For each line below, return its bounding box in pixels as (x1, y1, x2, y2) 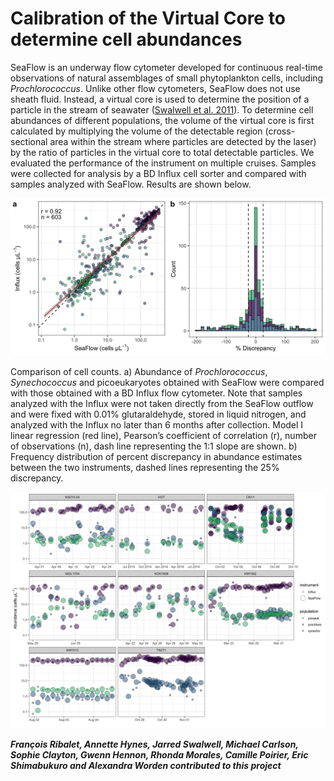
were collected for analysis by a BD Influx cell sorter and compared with (10, 167, 307, 179)
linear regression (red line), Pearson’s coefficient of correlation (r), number (10, 429, 317, 441)
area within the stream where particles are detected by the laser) (49, 135, 317, 147)
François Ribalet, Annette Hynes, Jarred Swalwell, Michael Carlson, (10, 738, 299, 750)
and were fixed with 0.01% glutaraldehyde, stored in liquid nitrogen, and (10, 408, 307, 420)
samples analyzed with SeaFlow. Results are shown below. (10, 178, 252, 190)
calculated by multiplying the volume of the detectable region (10, 125, 263, 137)
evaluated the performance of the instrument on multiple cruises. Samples (10, 157, 317, 169)
